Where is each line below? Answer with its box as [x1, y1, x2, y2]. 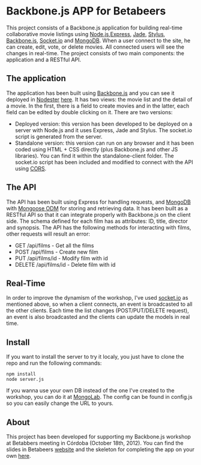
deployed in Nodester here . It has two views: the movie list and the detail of [6, 96, 193, 103]
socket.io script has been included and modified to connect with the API [14, 158, 193, 166]
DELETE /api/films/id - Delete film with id [14, 261, 116, 268]
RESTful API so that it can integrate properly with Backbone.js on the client [6, 211, 191, 218]
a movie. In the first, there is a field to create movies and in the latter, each [6, 102, 190, 109]
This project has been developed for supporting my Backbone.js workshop [6, 433, 191, 440]
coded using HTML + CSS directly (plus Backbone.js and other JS [14, 145, 178, 153]
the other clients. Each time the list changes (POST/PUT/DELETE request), [6, 307, 189, 314]
